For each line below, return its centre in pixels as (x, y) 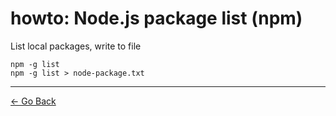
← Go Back (33, 101)
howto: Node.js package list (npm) (156, 18)
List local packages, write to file (76, 46)
